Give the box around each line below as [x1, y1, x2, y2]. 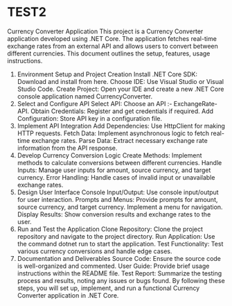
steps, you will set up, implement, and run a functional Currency [17, 284, 200, 292]
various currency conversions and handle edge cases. [17, 247, 172, 255]
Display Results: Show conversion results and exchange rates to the [17, 210, 211, 219]
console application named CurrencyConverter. [17, 92, 153, 101]
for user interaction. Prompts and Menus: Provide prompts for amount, [17, 195, 218, 203]
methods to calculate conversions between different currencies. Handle [17, 158, 222, 167]
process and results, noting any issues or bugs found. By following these [17, 276, 225, 284]
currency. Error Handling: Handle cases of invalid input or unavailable [17, 173, 215, 181]
